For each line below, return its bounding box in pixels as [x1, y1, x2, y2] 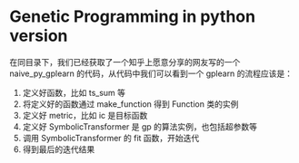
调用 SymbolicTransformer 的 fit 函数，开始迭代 [22, 132, 200, 143]
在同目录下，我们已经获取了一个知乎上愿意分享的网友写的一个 [9, 56, 241, 67]
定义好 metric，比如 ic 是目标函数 [22, 110, 148, 120]
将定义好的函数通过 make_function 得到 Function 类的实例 [22, 98, 239, 110]
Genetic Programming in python [9, 6, 256, 27]
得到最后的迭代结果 [22, 143, 95, 155]
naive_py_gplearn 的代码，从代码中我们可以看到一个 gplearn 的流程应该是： [9, 68, 294, 79]
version [9, 25, 68, 46]
